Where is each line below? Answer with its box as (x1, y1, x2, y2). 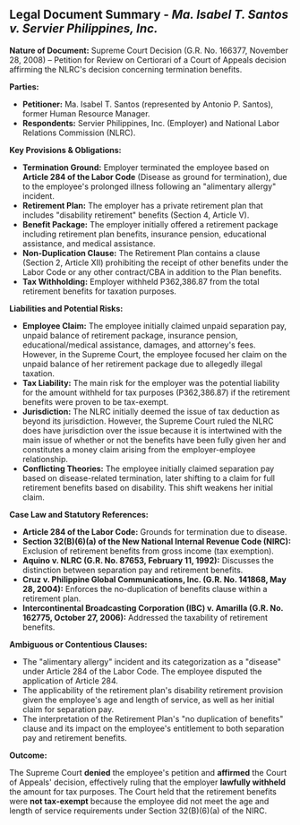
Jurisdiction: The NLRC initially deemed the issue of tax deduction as (21, 406, 280, 417)
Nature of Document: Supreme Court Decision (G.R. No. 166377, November (9, 45, 288, 56)
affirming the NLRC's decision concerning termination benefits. (9, 64, 243, 74)
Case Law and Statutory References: (9, 509, 150, 520)
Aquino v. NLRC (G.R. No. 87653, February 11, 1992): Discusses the (21, 554, 275, 565)
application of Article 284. (21, 675, 119, 686)
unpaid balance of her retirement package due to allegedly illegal (21, 358, 262, 369)
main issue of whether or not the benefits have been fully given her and (21, 434, 287, 445)
